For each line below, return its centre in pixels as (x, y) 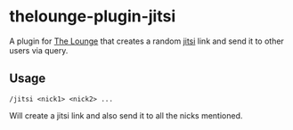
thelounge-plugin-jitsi (93, 16)
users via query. (39, 50)
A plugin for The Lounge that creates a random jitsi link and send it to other (147, 41)
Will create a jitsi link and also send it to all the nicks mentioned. (126, 115)
